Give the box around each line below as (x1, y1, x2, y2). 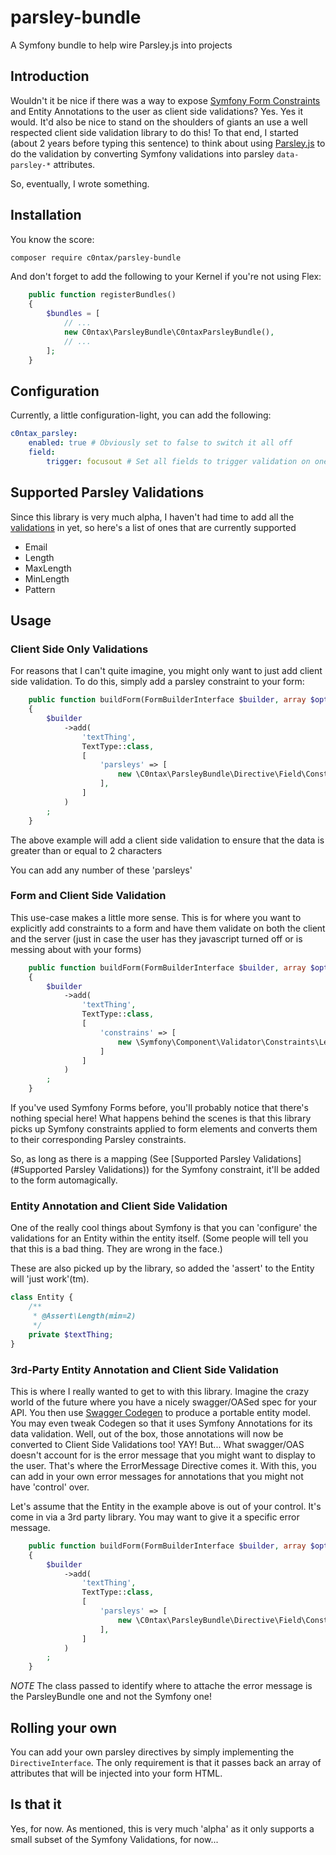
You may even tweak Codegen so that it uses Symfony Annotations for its (10, 1417, 313, 1429)
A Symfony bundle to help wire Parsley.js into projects (10, 39, 233, 51)
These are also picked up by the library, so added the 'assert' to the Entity (10, 1262, 315, 1275)
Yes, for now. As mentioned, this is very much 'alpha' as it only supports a (10, 1822, 315, 1835)
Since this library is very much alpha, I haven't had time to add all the (10, 511, 295, 523)
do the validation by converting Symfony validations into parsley (10, 147, 275, 160)
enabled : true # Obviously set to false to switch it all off (28, 438, 293, 448)
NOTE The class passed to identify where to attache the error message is (10, 1680, 313, 1692)
